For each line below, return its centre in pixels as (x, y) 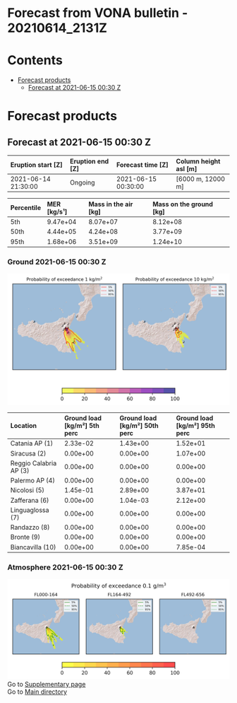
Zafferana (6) (30, 500)
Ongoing (83, 182)
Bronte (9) (25, 537)
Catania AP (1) (32, 443)
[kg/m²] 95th (195, 426)
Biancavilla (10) (33, 547)
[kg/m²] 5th (82, 426)
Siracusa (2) (28, 453)
